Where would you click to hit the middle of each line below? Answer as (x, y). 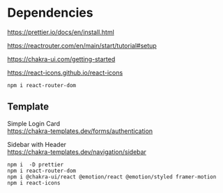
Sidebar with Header (37, 144)
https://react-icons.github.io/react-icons (65, 72)
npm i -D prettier (36, 164)
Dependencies (50, 13)
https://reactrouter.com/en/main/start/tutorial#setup (82, 45)
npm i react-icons (34, 183)
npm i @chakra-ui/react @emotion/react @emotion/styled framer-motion (112, 177)
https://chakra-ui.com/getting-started (61, 59)
